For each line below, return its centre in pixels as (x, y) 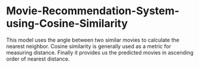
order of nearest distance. (38, 59)
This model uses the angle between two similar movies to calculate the (93, 40)
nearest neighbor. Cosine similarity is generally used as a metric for (89, 46)
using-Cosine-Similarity (67, 23)
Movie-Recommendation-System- (93, 11)
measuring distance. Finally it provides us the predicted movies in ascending (100, 52)
